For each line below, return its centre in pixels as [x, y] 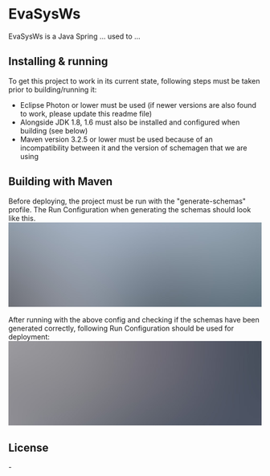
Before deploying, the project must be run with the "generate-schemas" [127, 201]
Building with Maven [61, 182]
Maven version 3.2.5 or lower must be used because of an [116, 139]
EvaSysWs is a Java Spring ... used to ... [74, 36]
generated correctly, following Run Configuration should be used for [121, 328]
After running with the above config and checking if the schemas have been [134, 319]
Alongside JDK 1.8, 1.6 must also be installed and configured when [130, 122]
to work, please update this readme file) [86, 113]
